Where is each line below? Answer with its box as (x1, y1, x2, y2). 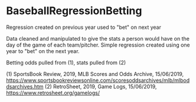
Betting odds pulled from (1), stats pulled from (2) (6, 59, 126, 66)
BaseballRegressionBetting (6, 4, 142, 18)
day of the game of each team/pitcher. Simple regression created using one (6, 41, 190, 48)
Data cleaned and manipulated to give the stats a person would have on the (6, 35, 190, 42)
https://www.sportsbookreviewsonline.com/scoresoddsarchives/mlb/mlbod (6, 77, 190, 84)
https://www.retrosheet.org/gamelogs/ (6, 89, 100, 96)
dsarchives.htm (6, 83, 44, 90)
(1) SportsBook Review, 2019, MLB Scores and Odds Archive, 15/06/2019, (6, 70, 184, 77)
